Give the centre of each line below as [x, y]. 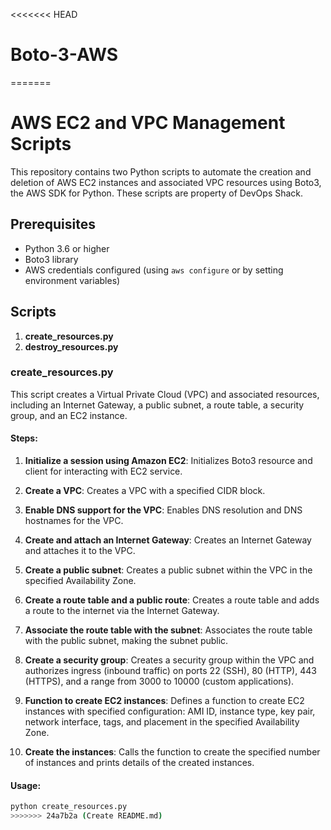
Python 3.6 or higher [67, 248]
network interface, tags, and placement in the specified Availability [162, 722]
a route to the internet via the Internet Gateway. [122, 610]
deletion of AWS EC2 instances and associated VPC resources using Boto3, [166, 182]
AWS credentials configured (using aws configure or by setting [154, 270]
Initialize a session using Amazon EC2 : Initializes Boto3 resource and [168, 460]
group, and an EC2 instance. [69, 415]
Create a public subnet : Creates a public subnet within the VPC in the [168, 570]
